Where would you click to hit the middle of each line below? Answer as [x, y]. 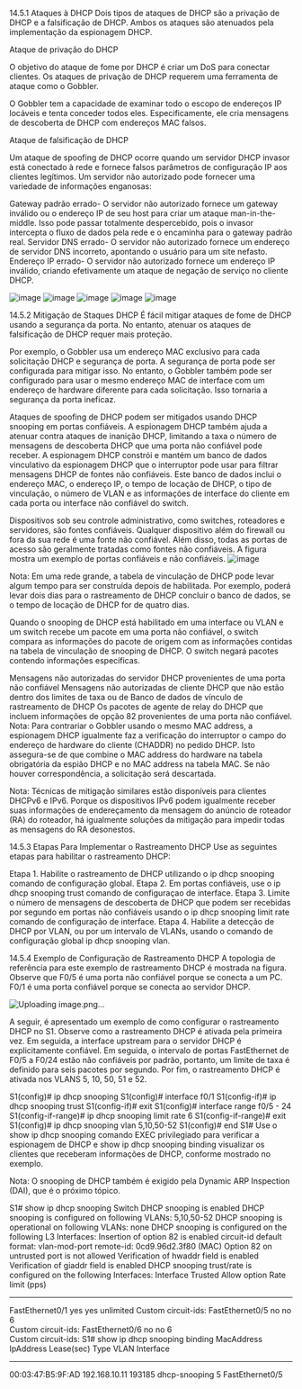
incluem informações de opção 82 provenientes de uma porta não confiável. [151, 716]
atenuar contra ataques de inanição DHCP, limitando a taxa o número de [143, 436]
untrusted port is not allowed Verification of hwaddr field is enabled [134, 1256]
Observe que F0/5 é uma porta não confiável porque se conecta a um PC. [146, 977]
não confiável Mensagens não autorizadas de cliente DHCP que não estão [147, 687]
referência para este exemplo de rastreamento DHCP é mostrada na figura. [148, 968]
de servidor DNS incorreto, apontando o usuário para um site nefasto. [138, 252]
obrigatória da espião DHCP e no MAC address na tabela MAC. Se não [140, 764]
